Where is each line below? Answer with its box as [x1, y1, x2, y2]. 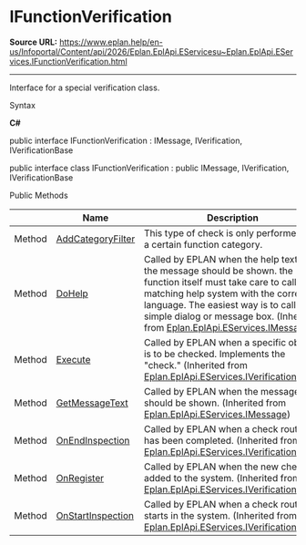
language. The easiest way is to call [144, 298, 296, 311]
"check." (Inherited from [144, 358, 248, 371]
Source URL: [9, 36, 57, 47]
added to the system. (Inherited [144, 471, 279, 484]
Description [206, 211, 260, 224]
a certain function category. [144, 238, 263, 251]
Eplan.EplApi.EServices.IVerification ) [144, 370, 301, 383]
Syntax [9, 99, 36, 110]
